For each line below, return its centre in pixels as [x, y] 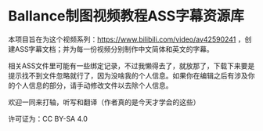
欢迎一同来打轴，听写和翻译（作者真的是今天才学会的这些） [104, 102]
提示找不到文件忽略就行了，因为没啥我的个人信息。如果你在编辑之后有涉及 [128, 75]
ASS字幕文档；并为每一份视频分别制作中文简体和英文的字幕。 [114, 49]
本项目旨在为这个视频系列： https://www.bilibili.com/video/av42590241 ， [126, 39]
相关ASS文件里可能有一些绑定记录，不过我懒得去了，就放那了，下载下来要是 [131, 65]
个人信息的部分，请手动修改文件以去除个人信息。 [94, 85]
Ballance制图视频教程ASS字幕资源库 [126, 16]
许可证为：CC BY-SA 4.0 [48, 118]
